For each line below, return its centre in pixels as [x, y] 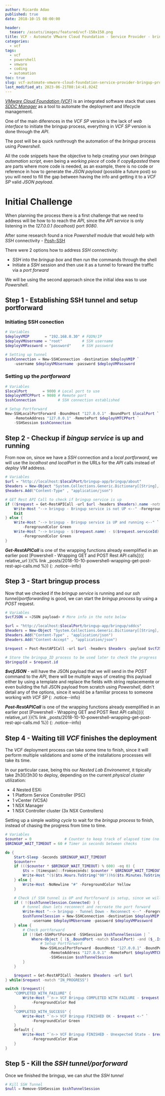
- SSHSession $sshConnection [42, 423]
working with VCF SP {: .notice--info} [43, 697]
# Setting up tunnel [26, 354]
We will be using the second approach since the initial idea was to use [76, 279]
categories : [17, 42]
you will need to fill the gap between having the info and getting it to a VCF [81, 176]
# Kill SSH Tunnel [24, 1084]
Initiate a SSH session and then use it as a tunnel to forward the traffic [83, 265]
